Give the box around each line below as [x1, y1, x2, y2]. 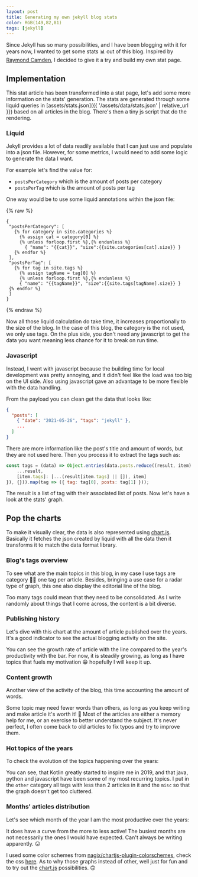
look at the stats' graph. [6, 496, 64, 503]
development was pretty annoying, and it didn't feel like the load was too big [6, 371, 192, 378]
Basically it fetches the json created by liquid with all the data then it [6, 535, 172, 543]
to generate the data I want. [6, 155, 74, 163]
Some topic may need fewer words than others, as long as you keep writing [6, 704, 190, 712]
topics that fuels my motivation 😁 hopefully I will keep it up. [6, 658, 152, 665]
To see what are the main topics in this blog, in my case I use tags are [6, 570, 176, 577]
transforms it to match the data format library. [6, 541, 117, 548]
